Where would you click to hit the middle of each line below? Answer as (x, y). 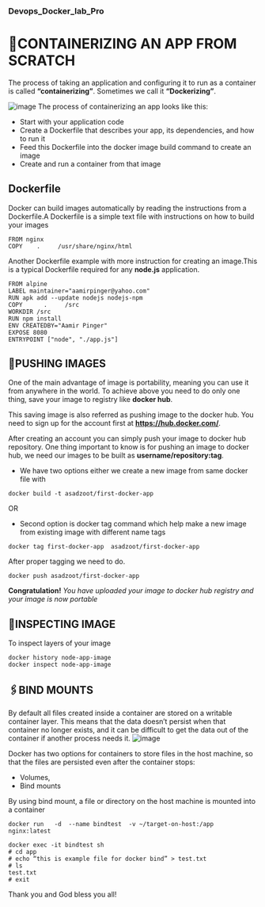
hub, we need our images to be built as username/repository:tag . (116, 455)
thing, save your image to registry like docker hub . (91, 400)
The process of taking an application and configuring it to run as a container (132, 82)
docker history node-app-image (60, 658)
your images (28, 224)
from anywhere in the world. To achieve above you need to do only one (124, 391)
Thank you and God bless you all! (62, 894)
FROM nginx (26, 239)
